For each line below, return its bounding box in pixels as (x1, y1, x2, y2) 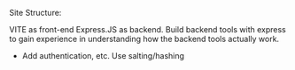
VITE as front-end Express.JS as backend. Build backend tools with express (9, 24, 286, 34)
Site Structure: (9, 8, 62, 17)
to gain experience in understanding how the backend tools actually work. (9, 34, 280, 44)
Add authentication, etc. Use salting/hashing (21, 51, 184, 60)
